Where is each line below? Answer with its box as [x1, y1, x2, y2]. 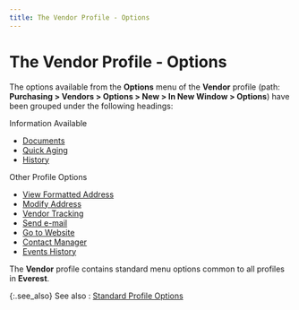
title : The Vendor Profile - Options [9, 13, 150, 22]
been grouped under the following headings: [9, 100, 174, 111]
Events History [21, 245, 77, 256]
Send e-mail [21, 217, 68, 228]
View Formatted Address [21, 189, 115, 200]
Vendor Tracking [21, 208, 84, 219]
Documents [21, 135, 65, 146]
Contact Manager [21, 237, 88, 247]
